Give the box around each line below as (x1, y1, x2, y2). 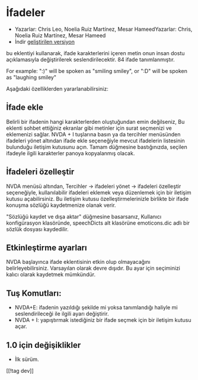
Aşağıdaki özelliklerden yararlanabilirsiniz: (6, 85, 108, 92)
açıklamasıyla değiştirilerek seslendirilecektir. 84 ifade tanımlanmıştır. (6, 56, 175, 63)
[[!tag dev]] (6, 368, 34, 374)
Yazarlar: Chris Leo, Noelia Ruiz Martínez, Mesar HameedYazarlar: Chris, (14, 25, 193, 33)
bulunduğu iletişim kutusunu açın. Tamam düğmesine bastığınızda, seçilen (6, 143, 188, 151)
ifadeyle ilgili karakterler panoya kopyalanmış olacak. (6, 149, 135, 157)
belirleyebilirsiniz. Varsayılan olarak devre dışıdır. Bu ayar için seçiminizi (6, 264, 181, 272)
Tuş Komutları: (6, 288, 62, 298)
